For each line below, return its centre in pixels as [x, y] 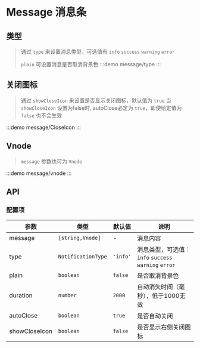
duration [21, 295]
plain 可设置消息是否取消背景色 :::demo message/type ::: [91, 64]
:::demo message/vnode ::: [39, 173]
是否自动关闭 [155, 316]
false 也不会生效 [41, 115]
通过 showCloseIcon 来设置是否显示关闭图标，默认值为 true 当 [96, 100]
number [67, 295]
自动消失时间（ [158, 287]
